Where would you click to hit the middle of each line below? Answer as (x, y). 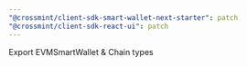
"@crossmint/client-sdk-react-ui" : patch (89, 26)
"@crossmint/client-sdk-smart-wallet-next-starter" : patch (123, 18)
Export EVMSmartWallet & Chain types (81, 52)
